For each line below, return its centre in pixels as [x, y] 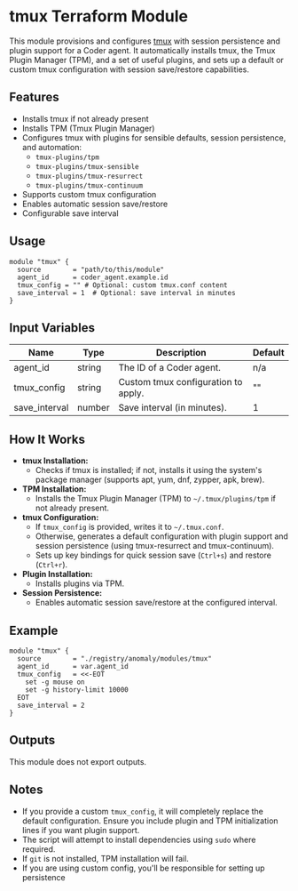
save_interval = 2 [51, 705]
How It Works [47, 439]
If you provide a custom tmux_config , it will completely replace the [143, 811]
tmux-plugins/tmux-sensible [87, 166]
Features [34, 97]
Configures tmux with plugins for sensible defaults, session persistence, [154, 137]
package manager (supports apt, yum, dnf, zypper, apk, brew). [150, 480]
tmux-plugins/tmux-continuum [89, 185]
